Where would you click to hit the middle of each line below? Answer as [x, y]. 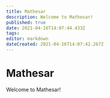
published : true [26, 22]
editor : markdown [27, 39]
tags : [13, 33]
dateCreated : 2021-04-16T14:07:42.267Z [55, 45]
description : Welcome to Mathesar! [50, 17]
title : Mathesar [26, 11]
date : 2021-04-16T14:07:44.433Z [46, 28]
